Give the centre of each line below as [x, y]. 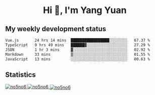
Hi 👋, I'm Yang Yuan [85, 10]
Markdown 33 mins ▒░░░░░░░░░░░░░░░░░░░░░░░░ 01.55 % [78, 54]
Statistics [21, 75]
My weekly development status [56, 29]
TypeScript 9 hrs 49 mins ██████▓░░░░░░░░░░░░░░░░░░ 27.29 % [78, 45]
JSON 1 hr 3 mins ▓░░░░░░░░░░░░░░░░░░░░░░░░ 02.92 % [78, 50]
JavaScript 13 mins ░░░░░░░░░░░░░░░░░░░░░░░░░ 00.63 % [78, 59]
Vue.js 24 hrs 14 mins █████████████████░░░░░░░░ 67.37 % [78, 40]
